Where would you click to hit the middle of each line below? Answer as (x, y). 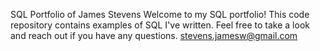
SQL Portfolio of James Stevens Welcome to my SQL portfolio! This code (160, 14)
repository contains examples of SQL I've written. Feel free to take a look (160, 25)
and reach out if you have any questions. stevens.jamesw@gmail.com (154, 35)
